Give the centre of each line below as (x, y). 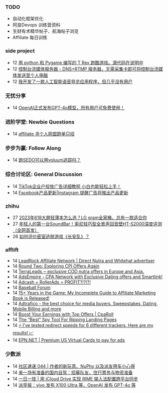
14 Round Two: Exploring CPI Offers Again (56, 266)
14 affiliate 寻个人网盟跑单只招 (43, 134)
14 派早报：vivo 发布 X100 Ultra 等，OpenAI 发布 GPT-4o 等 (74, 385)
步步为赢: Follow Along (33, 148)
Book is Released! (31, 298)
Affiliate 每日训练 (30, 38)
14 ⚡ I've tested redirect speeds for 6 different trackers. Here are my (83, 325)
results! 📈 (23, 333)
